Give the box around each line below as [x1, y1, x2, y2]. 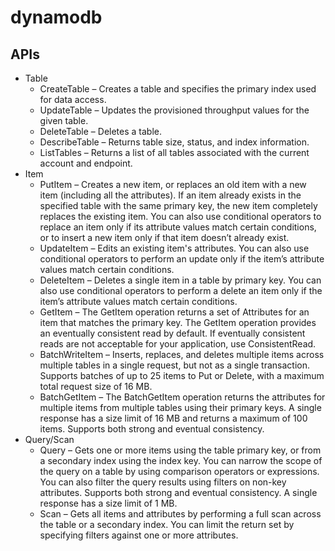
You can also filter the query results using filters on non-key [39, 476, 287, 488]
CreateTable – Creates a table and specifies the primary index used [39, 83, 317, 95]
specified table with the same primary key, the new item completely [39, 200, 318, 211]
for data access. [39, 94, 107, 105]
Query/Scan [24, 434, 75, 445]
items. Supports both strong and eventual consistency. [39, 423, 265, 435]
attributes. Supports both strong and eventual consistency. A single [39, 487, 318, 498]
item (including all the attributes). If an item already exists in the [39, 189, 302, 201]
